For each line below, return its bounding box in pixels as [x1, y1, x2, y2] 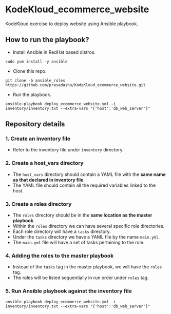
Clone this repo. [12, 68, 47, 74]
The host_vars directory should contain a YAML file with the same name [12, 171, 166, 178]
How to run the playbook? [5, 35, 89, 44]
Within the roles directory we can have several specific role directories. [12, 223, 165, 229]
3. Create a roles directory [5, 200, 72, 207]
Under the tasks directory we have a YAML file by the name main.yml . [12, 234, 160, 240]
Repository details [5, 120, 65, 129]
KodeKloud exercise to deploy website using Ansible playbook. [5, 21, 139, 27]
